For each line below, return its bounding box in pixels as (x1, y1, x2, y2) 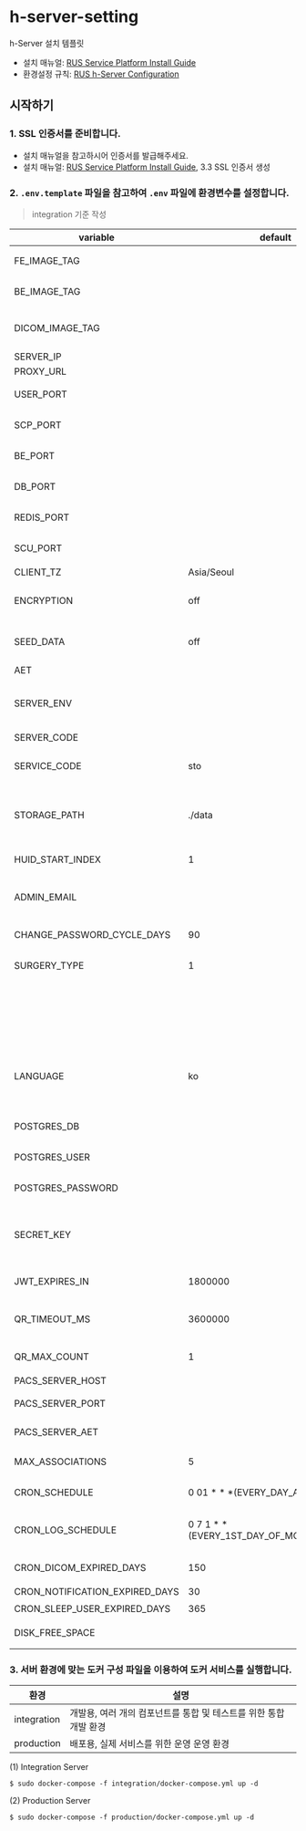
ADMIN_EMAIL (14, 890, 77, 903)
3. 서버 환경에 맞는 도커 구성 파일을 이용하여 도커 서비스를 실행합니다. (9, 1663, 292, 1676)
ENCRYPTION (14, 594, 74, 607)
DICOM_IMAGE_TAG (14, 321, 100, 334)
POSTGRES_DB (14, 1119, 80, 1132)
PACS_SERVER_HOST (14, 1374, 107, 1387)
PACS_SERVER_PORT (14, 1397, 107, 1410)
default (259, 231, 291, 244)
